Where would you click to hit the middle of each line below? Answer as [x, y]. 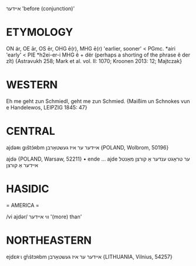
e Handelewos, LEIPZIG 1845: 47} [47, 107]
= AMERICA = [23, 205]
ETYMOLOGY [40, 32]
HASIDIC [28, 189]
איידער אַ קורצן [22, 165]
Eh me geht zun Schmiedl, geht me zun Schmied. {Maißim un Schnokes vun [98, 101]
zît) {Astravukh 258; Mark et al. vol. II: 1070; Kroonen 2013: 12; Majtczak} [94, 61]
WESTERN [32, 85]
